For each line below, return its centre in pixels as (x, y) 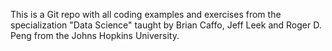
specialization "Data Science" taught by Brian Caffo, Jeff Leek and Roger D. (166, 25)
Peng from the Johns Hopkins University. (95, 35)
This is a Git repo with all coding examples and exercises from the (146, 14)
